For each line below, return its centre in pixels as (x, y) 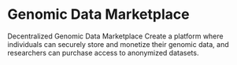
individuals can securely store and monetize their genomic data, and (118, 44)
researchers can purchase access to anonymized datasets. (103, 52)
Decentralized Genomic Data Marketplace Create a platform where (115, 36)
